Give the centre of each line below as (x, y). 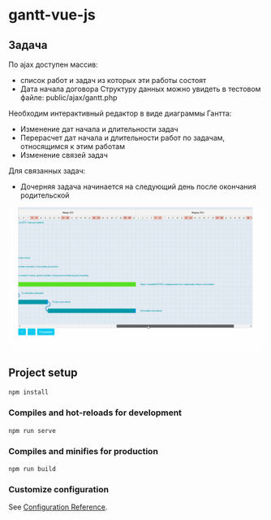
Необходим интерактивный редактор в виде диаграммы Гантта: (120, 113)
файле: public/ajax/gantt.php (69, 98)
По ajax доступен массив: (54, 64)
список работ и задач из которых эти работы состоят (113, 80)
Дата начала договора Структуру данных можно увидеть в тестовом (140, 89)
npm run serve (32, 430)
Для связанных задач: (47, 171)
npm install (28, 392)
